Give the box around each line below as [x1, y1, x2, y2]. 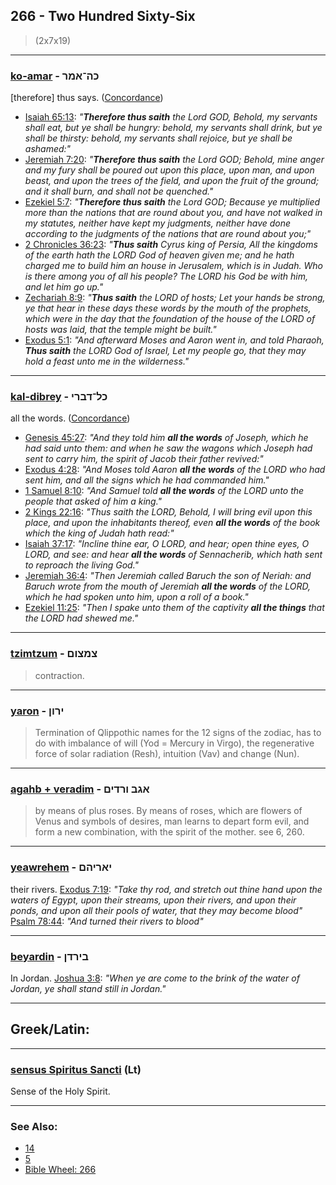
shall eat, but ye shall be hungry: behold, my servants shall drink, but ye [24, 122, 323, 134]
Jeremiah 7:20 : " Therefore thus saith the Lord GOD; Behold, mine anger [24, 154, 325, 166]
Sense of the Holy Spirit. [10, 1085, 111, 1097]
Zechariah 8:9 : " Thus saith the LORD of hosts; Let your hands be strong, [24, 292, 326, 304]
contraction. [34, 669, 85, 681]
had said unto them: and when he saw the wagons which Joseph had [24, 442, 313, 454]
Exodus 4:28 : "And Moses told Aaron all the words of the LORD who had [24, 464, 326, 476]
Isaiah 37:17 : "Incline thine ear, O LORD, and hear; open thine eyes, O [24, 538, 310, 550]
